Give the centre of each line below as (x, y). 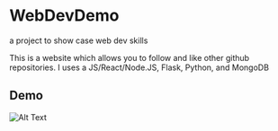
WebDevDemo (64, 16)
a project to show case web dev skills (79, 40)
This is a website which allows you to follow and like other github (130, 57)
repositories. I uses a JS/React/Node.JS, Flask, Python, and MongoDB (139, 67)
